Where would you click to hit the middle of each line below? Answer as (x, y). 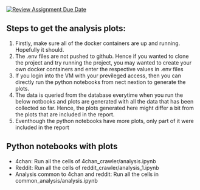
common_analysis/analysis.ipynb (57, 180)
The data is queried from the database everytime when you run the (99, 95)
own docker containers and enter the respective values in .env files (99, 69)
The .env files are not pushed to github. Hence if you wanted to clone (102, 56)
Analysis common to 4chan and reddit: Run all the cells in (87, 174)
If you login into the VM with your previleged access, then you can (98, 76)
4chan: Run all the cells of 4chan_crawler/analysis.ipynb (85, 161)
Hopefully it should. (40, 49)
